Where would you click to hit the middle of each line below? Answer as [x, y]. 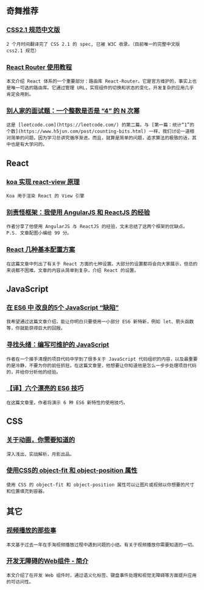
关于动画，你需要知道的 [40, 440]
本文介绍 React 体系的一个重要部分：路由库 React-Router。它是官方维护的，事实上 [100, 81]
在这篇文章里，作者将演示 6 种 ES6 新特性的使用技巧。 [67, 402]
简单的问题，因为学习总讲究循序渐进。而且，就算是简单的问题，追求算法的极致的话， [101, 138]
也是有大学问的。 [29, 145]
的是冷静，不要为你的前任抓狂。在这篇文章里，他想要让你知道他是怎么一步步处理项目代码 [101, 366]
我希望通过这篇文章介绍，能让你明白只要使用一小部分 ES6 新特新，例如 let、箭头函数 [100, 322]
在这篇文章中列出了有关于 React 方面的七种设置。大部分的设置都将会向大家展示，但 [97, 264]
